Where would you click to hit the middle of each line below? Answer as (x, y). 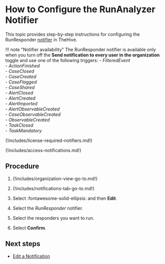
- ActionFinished (23, 66)
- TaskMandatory (24, 130)
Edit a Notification (31, 256)
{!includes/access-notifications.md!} (43, 150)
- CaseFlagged (21, 82)
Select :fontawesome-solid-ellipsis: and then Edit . (65, 198)
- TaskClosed (20, 125)
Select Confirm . (29, 228)
